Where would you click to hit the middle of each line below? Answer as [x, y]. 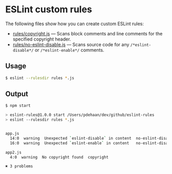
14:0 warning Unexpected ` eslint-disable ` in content [71, 138]
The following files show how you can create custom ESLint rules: [75, 24]
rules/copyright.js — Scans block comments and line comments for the [88, 33]
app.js [12, 134]
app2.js [14, 152]
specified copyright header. [42, 39]
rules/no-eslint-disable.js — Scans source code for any [71, 44]
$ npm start [18, 106]
